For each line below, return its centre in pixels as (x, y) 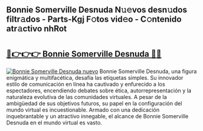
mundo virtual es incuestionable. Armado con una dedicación (83, 110)
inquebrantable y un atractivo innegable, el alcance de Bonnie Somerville (98, 116)
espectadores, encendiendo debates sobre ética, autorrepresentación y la (99, 91)
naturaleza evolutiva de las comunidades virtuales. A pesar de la (87, 97)
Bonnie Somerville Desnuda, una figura (148, 71)
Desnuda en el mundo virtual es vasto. (54, 123)
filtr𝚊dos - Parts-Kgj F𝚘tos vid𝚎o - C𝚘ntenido (94, 20)
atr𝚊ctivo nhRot (37, 29)
